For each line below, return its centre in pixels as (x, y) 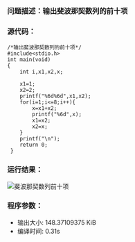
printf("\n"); (40, 139)
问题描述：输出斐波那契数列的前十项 (67, 10)
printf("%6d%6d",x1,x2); (55, 96)
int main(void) (29, 60)
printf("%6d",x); (57, 115)
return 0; (34, 145)
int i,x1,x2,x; (42, 72)
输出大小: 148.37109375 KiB (57, 222)
